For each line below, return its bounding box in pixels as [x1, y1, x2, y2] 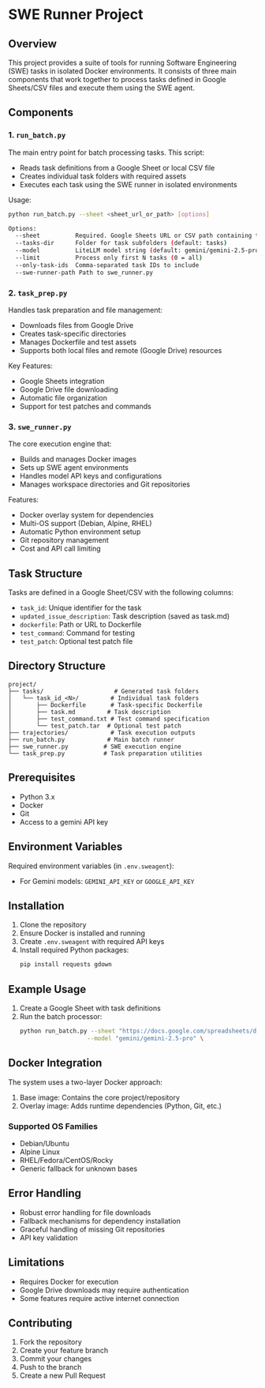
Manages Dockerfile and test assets [19, 337, 136, 347]
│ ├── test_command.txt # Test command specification [8, 715, 211, 723]
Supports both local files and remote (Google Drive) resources [19, 345, 222, 355]
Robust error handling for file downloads [19, 1207, 151, 1217]
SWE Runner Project [8, 6, 144, 24]
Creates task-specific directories [19, 329, 126, 338]
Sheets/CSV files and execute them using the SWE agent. [8, 83, 196, 92]
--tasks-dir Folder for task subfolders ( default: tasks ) [15, 239, 227, 247]
